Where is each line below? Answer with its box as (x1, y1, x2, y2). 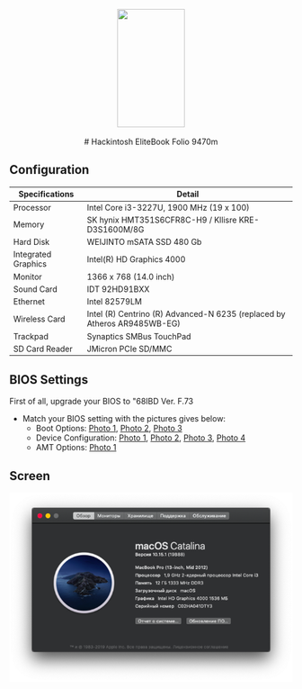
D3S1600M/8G (86, 223, 145, 234)
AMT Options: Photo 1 (35, 442, 117, 453)
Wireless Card (13, 313, 66, 324)
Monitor (13, 271, 42, 282)
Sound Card (13, 284, 58, 295)
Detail (176, 189, 200, 200)
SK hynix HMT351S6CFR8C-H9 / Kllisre (86, 214, 237, 225)
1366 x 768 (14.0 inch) (86, 271, 175, 282)
